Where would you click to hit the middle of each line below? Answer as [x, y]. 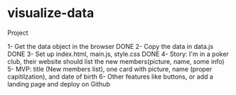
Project [18, 33]
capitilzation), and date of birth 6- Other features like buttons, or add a [110, 77]
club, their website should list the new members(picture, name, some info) [116, 61]
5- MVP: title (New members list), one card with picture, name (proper [110, 69]
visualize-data [51, 13]
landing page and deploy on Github [59, 84]
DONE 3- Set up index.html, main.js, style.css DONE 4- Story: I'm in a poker [118, 54]
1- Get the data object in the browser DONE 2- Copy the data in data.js [111, 46]
